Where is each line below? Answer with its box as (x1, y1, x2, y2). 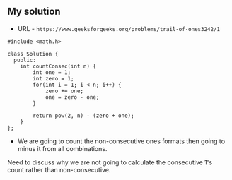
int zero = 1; (33, 75, 74, 82)
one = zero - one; (45, 93, 100, 101)
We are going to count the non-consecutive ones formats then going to (17, 137, 225, 145)
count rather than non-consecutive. (7, 165, 111, 174)
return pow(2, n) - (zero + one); (33, 112, 134, 119)
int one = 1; (33, 68, 71, 76)
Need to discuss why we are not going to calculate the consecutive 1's (7, 158, 213, 167)
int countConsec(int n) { (20, 63, 97, 70)
